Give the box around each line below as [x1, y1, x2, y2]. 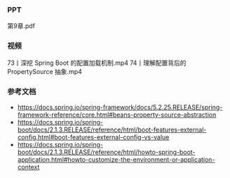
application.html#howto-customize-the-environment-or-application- [17, 155, 215, 163]
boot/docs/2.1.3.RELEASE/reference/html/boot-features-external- [17, 125, 207, 134]
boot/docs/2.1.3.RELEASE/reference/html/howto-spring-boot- [17, 148, 196, 156]
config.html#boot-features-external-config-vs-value [17, 132, 170, 141]
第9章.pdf [7, 22, 36, 30]
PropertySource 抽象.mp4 [7, 67, 83, 75]
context [17, 163, 40, 171]
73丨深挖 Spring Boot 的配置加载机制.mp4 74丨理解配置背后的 [7, 58, 187, 67]
